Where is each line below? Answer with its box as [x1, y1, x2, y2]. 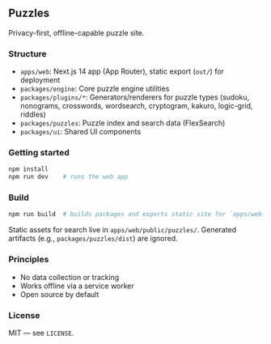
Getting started [8, 147, 70, 159]
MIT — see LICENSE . [8, 328, 74, 338]
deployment [19, 75, 61, 85]
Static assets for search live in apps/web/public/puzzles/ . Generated [8, 225, 237, 235]
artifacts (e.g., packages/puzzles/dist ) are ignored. [8, 234, 178, 244]
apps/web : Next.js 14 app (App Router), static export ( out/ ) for [19, 66, 225, 76]
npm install [8, 165, 49, 173]
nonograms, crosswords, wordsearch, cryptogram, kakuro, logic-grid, [19, 101, 253, 111]
